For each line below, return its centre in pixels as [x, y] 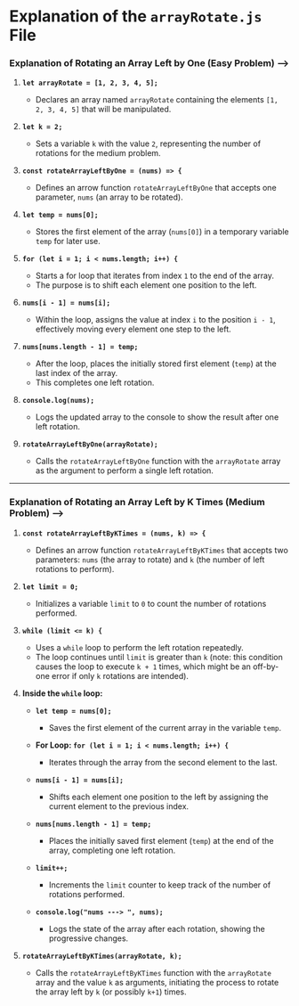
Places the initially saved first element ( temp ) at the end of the [161, 840]
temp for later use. [68, 241]
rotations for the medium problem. [98, 153]
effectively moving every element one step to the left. [133, 329]
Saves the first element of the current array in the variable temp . [165, 727]
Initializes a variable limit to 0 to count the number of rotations [151, 603]
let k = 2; [42, 127]
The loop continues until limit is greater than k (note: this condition [159, 657]
